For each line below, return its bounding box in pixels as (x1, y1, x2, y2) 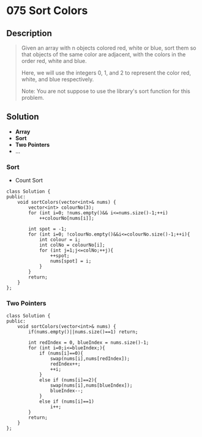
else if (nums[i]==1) (39, 398, 95, 405)
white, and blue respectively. (21, 76, 94, 83)
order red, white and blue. (21, 58, 87, 64)
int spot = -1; (28, 226, 67, 233)
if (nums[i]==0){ (39, 350, 84, 357)
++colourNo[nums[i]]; (39, 215, 95, 222)
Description (6, 28, 52, 39)
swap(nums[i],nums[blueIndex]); (50, 383, 133, 389)
